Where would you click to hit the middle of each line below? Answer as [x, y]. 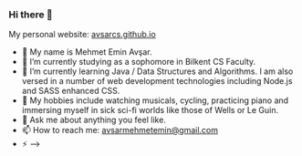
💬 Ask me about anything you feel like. [94, 120]
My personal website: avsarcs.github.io [82, 35]
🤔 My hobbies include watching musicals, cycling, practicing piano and [155, 100]
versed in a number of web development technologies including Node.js [157, 81]
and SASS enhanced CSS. [71, 91]
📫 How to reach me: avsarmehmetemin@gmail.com [120, 130]
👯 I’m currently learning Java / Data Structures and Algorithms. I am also [157, 71]
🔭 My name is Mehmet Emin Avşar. [87, 52]
